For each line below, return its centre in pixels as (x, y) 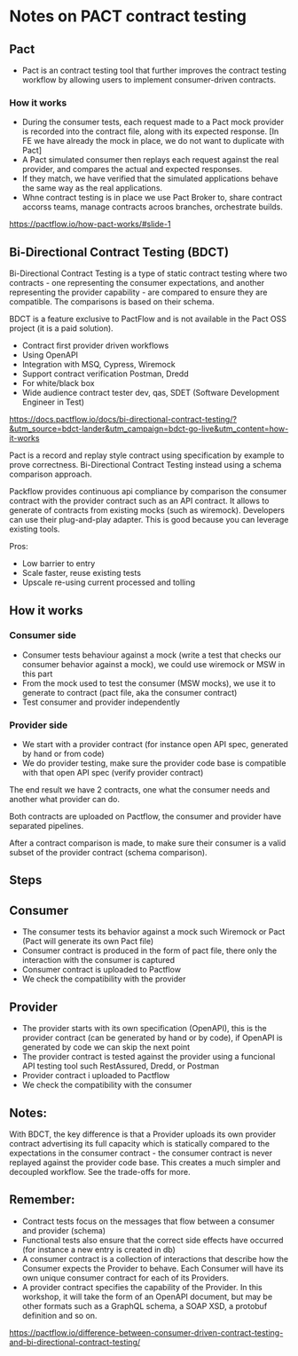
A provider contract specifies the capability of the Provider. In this (142, 1287)
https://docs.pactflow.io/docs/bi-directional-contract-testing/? (123, 420)
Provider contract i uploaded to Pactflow (96, 1076)
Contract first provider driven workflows (95, 346)
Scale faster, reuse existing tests (82, 573)
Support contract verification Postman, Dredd (105, 374)
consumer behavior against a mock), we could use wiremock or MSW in (153, 664)
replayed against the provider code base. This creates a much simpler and (145, 1162)
